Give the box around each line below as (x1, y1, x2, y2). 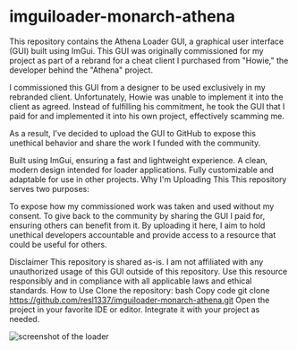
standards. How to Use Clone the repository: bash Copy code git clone (9, 284, 270, 295)
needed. (9, 313, 40, 324)
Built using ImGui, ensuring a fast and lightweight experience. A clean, (9, 154, 268, 165)
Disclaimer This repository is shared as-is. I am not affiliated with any (9, 256, 264, 267)
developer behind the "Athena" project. (9, 65, 154, 75)
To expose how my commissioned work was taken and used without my (9, 200, 275, 212)
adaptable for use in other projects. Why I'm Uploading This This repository (9, 173, 287, 185)
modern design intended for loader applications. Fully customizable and (9, 164, 275, 175)
